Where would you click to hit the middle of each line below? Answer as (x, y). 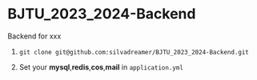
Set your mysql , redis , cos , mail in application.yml (101, 67)
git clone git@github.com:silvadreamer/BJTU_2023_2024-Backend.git (134, 52)
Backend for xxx (34, 36)
